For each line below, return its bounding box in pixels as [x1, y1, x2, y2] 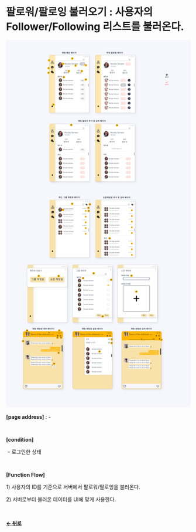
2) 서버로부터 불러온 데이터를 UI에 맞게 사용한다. [6, 496, 116, 503]
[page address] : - [6, 414, 51, 421]
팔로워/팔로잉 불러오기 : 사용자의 [6, 5, 153, 19]
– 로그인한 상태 [7, 448, 42, 455]
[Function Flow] [6, 472, 45, 479]
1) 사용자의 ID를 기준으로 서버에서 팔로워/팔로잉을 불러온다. [6, 483, 140, 490]
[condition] [6, 436, 34, 443]
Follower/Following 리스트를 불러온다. [6, 20, 184, 33]
